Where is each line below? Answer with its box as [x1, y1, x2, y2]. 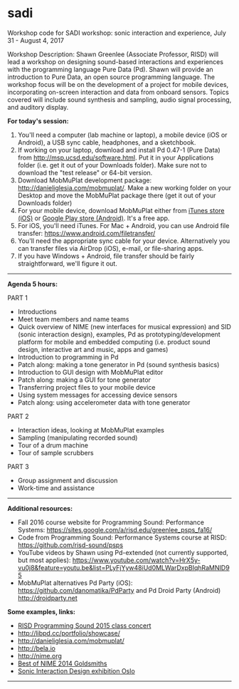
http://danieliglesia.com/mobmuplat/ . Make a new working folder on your [17, 183, 232, 192]
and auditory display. [7, 103, 69, 111]
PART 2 [7, 412, 30, 420]
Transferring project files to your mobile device [17, 383, 156, 391]
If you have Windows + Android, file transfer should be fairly [17, 252, 195, 260]
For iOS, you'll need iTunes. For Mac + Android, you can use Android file [17, 221, 230, 229]
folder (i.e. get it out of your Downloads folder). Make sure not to [17, 160, 208, 169]
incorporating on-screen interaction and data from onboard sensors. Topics [7, 88, 229, 96]
